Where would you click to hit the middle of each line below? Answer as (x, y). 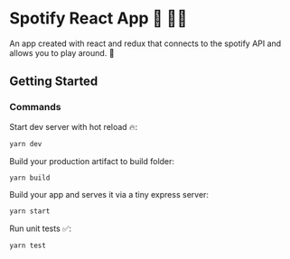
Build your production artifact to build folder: (92, 161)
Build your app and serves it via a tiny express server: (109, 195)
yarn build (30, 178)
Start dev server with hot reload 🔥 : (74, 126)
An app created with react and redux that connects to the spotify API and (145, 43)
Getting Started (54, 82)
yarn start (30, 211)
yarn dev (26, 143)
